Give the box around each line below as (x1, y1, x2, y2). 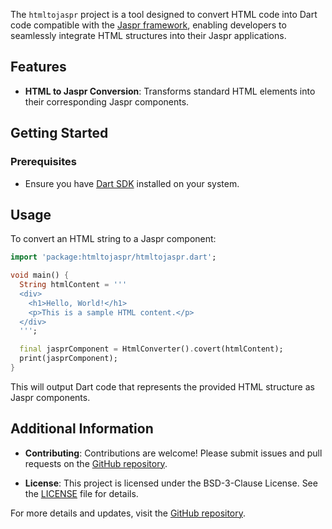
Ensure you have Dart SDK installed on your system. (24, 177, 240, 189)
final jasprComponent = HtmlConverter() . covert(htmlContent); (19, 344, 284, 354)
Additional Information (10, 420, 154, 438)
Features (10, 59, 67, 76)
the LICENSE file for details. (24, 487, 139, 499)
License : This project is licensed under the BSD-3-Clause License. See (24, 477, 318, 489)
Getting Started (10, 125, 109, 142)
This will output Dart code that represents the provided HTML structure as (10, 380, 315, 393)
